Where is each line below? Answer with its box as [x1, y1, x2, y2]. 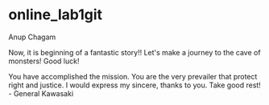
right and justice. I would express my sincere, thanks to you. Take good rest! [8, 80, 262, 90]
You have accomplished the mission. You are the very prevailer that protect [8, 71, 258, 81]
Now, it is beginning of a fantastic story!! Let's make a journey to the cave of [8, 47, 261, 57]
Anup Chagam [8, 32, 56, 42]
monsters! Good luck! [8, 56, 80, 66]
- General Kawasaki [8, 88, 74, 98]
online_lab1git [8, 6, 103, 24]
